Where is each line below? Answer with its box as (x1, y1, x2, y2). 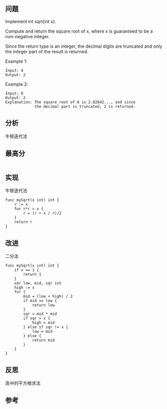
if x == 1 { (14, 267, 39, 272)
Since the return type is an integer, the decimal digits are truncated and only (5, 43, 162, 49)
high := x (14, 285, 35, 290)
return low (32, 303, 55, 308)
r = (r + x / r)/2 (23, 211, 62, 216)
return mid (32, 338, 55, 343)
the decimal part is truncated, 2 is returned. (34, 104, 136, 109)
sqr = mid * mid (23, 312, 57, 317)
